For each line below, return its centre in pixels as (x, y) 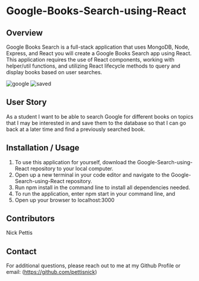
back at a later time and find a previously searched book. (76, 129)
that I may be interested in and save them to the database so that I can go (96, 123)
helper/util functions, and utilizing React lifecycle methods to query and (93, 66)
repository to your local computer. (72, 168)
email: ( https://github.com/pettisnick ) (52, 272)
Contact (21, 251)
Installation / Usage (43, 148)
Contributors (31, 218)
